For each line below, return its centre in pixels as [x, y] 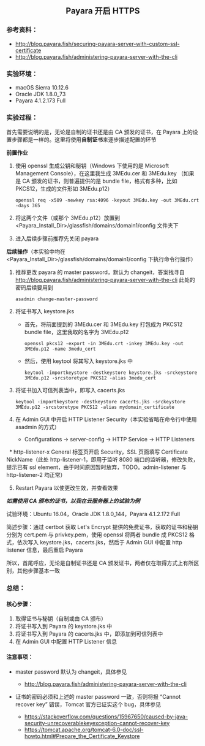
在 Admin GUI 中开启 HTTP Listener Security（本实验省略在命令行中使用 [106, 419]
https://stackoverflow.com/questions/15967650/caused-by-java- [106, 717]
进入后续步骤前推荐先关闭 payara [57, 238]
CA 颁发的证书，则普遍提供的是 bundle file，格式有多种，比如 [100, 181]
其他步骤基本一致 [38, 571]
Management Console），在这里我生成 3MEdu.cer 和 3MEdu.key [96, 173]
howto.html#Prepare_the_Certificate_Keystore [82, 736]
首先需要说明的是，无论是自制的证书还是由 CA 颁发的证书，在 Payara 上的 [99, 132]
